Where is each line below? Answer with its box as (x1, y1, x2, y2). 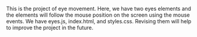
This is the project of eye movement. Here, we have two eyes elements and (6, 5, 192, 12)
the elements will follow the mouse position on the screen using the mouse (6, 11, 190, 18)
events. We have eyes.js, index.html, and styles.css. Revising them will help (6, 18, 192, 24)
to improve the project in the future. (6, 24, 94, 31)
